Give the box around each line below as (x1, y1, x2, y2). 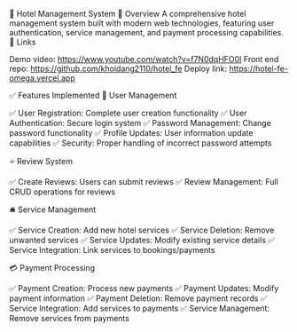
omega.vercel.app (9, 73, 75, 83)
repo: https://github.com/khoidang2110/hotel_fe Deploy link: (9, 63, 228, 74)
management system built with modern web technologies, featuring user (9, 18, 275, 28)
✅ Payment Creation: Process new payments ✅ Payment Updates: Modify (9, 283, 279, 293)
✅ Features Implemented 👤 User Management (9, 90, 177, 100)
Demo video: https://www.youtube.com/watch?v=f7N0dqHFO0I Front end (9, 54, 279, 64)
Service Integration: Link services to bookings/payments (9, 245, 215, 255)
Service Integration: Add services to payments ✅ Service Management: (9, 303, 270, 313)
